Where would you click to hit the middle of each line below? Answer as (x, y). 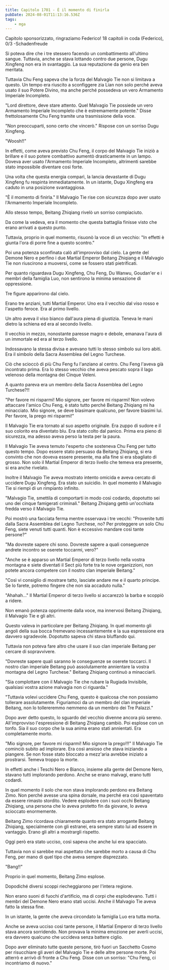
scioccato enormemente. (31, 811)
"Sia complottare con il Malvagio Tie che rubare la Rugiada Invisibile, (76, 682)
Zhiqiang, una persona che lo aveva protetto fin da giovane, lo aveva (76, 806)
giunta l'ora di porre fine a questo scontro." (50, 243)
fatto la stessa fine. (25, 907)
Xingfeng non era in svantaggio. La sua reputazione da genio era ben (77, 64)
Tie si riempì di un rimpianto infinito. (42, 488)
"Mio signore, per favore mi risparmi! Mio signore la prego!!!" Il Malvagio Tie (84, 744)
